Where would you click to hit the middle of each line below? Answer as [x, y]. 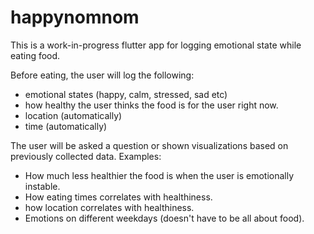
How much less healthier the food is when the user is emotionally [159, 175]
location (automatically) [73, 115]
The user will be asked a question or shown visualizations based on [149, 145]
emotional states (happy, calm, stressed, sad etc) [126, 94]
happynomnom [75, 17]
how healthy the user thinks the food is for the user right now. [151, 105]
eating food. [35, 55]
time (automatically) [66, 126]
